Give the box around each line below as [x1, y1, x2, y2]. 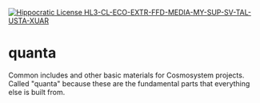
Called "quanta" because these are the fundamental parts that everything [8, 78, 250, 88]
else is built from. [8, 87, 66, 97]
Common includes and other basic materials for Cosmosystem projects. [8, 70, 245, 80]
